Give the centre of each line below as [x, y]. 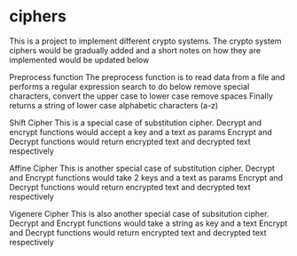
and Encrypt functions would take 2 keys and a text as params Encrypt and [146, 177]
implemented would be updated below [79, 60]
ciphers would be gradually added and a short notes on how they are [135, 50]
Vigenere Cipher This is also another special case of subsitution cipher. [139, 213]
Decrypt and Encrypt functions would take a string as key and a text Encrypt [148, 223]
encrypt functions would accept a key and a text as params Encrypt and [141, 132]
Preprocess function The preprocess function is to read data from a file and [147, 76]
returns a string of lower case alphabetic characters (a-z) [114, 105]
